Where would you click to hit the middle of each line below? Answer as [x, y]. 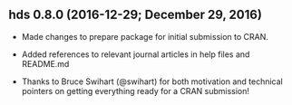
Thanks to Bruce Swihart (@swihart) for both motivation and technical [152, 81]
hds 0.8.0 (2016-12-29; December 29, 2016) [135, 15]
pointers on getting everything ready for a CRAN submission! [136, 91]
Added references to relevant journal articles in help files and [136, 54]
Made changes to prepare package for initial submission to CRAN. [145, 36]
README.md [45, 63]
